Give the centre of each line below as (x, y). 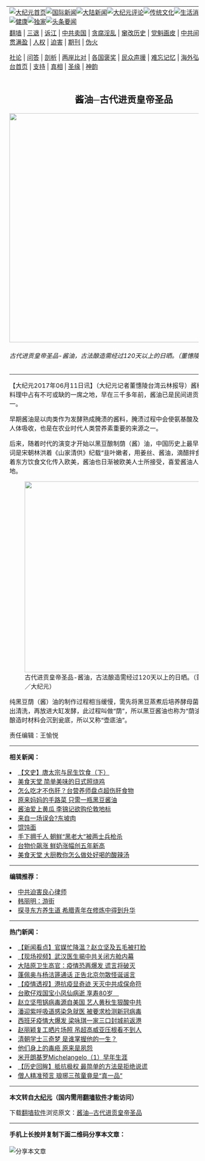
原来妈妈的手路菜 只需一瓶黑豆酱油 (68, 800)
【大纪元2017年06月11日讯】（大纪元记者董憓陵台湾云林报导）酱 (103, 386)
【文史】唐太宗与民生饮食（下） (64, 772)
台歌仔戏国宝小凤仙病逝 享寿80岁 (66, 994)
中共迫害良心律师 (42, 892)
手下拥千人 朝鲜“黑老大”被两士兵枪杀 (70, 837)
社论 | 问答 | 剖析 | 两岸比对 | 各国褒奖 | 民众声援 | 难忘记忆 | (95, 57)
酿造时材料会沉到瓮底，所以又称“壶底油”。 (70, 720)
